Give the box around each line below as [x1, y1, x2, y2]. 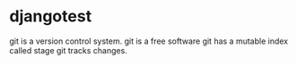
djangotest [9, 6, 92, 27]
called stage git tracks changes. [9, 45, 127, 55]
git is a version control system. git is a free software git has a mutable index [9, 36, 289, 46]
